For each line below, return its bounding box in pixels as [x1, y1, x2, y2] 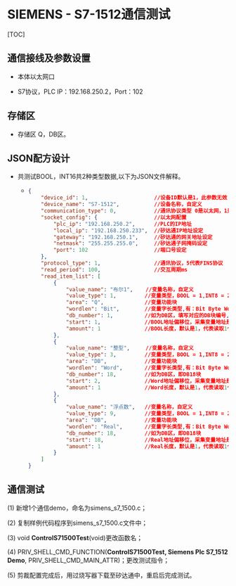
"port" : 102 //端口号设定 [53, 247, 187, 254]
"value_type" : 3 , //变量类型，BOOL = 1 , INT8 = [65, 351, 225, 359]
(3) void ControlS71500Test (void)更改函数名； [7, 533, 143, 542]
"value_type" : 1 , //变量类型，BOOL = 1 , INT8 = [65, 293, 225, 300]
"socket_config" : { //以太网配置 [41, 214, 187, 221]
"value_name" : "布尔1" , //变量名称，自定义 [65, 286, 195, 293]
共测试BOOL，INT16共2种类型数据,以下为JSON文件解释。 [17, 172, 185, 181]
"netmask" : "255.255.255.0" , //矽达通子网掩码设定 [53, 240, 208, 247]
